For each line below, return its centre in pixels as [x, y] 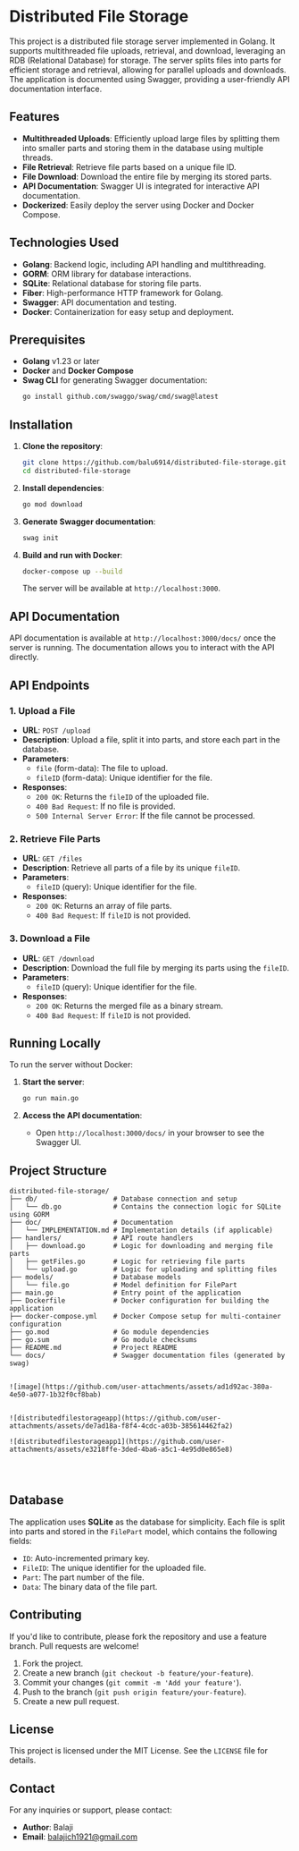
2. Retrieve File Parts [55, 838]
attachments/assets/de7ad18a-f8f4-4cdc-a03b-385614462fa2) [121, 1426]
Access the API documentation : [82, 1116]
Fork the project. [53, 1663]
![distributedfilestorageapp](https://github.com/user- [115, 1418]
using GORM [29, 1215]
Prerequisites [47, 340]
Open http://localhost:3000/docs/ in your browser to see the [150, 1133]
